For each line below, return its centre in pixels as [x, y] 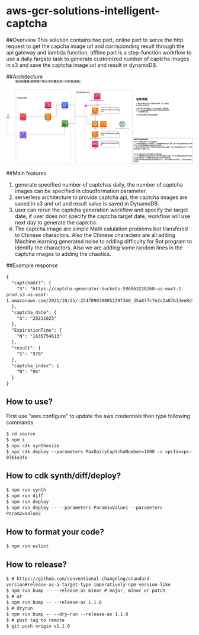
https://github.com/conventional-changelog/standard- [84, 579]
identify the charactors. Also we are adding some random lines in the [99, 248]
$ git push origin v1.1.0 [38, 626]
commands [20, 422]
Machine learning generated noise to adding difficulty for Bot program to [103, 241]
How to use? [30, 402]
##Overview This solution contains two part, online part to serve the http [95, 40]
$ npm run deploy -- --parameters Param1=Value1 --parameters [84, 508]
